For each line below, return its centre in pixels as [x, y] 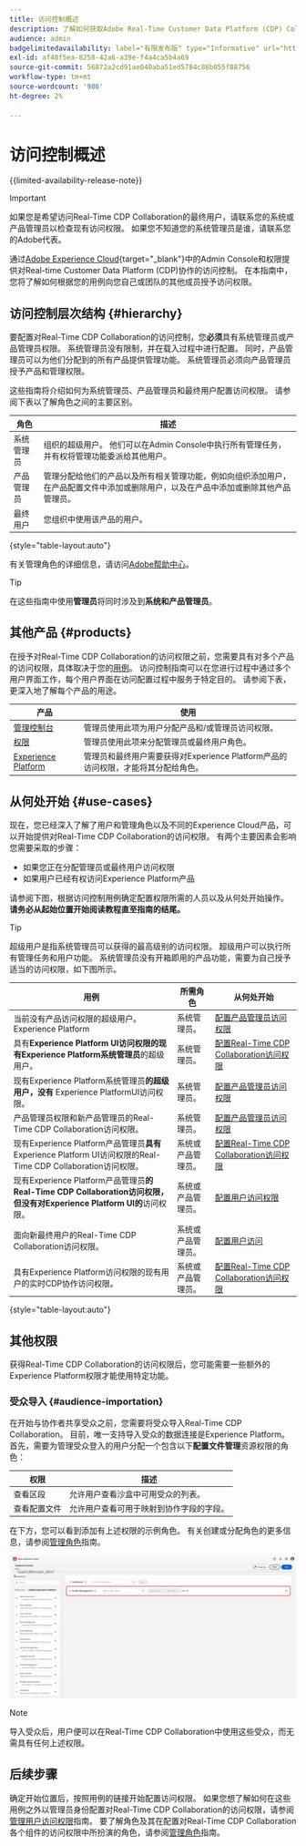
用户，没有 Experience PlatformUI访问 [85, 1092]
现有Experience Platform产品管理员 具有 [87, 1143]
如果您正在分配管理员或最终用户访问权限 [98, 867]
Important [28, 198]
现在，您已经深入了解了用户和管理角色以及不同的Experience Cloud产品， [147, 826]
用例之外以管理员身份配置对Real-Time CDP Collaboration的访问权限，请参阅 [152, 1810]
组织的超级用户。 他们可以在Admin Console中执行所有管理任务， [165, 445]
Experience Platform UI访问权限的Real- [87, 1155]
